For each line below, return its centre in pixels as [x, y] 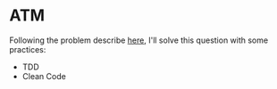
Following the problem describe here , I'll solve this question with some [139, 40]
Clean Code [44, 76]
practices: [28, 49]
